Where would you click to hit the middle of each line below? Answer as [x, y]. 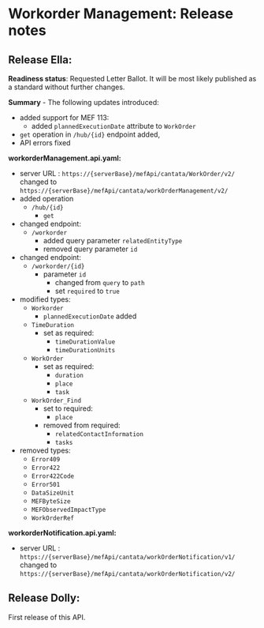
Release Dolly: [44, 598]
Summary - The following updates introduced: [84, 102]
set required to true [87, 291]
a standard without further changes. [67, 87]
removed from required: [82, 425]
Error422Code [53, 476]
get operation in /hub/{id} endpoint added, [89, 134]
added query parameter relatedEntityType [113, 241]
